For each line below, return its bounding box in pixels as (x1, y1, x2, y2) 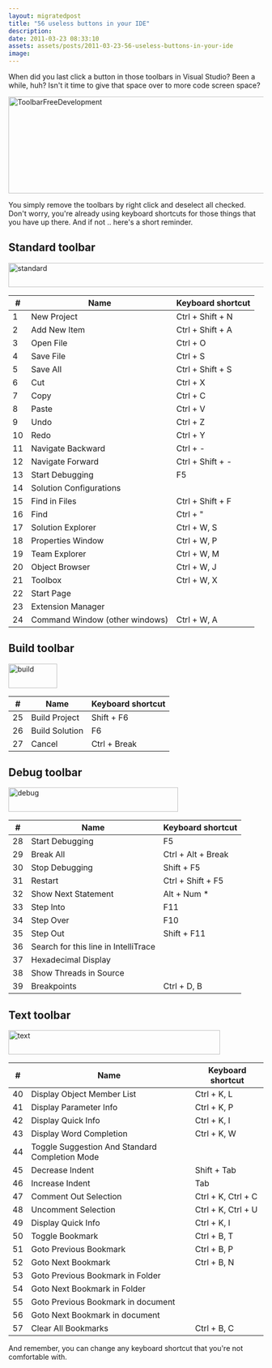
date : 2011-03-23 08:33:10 (8, 34, 100, 43)
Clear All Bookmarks (31, 1323, 109, 1334)
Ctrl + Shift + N (176, 311, 233, 322)
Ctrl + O (176, 337, 206, 349)
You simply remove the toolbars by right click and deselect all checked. (8, 200, 246, 209)
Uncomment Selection (31, 1204, 116, 1216)
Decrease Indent (31, 1164, 95, 1176)
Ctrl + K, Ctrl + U (194, 1204, 258, 1216)
